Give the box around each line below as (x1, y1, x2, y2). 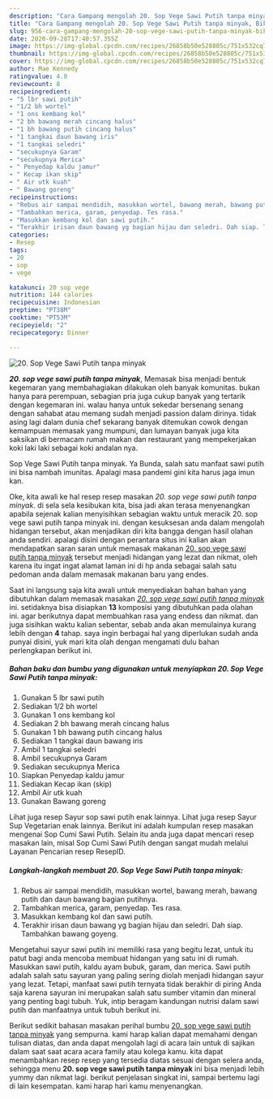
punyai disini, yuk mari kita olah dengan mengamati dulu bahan (9, 637, 220, 647)
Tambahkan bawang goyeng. (20, 929, 118, 939)
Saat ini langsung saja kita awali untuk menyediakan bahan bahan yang (9, 585, 246, 595)
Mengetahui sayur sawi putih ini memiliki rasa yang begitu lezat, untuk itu (9, 945, 254, 954)
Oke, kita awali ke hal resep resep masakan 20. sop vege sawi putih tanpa (9, 491, 258, 501)
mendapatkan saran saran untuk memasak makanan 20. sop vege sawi (9, 543, 246, 553)
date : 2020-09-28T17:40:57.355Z (9, 34, 118, 43)
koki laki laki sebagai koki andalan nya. (9, 443, 139, 452)
